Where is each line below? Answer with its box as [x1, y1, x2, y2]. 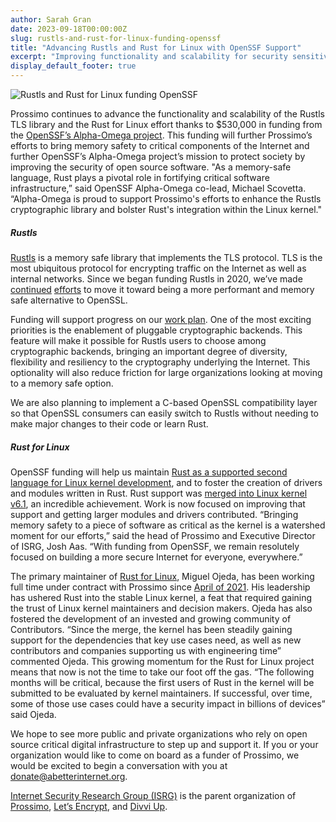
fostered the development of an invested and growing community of [10, 612, 292, 625]
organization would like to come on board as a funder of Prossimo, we [10, 749, 300, 761]
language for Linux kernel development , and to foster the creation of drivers [10, 476, 323, 488]
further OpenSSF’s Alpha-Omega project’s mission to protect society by [10, 151, 306, 162]
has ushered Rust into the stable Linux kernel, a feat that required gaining [10, 591, 313, 603]
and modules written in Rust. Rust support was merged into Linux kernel [10, 487, 308, 499]
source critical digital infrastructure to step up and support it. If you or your [10, 738, 319, 750]
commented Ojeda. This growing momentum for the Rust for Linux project [10, 655, 315, 667]
